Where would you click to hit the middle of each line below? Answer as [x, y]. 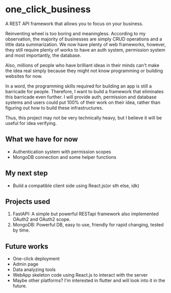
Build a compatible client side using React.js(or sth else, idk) [76, 185]
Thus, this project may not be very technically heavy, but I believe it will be [84, 118]
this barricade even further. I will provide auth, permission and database [81, 97]
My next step [27, 173]
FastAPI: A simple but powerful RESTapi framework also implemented [86, 214]
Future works [27, 246]
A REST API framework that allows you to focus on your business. [74, 24]
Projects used [28, 202]
